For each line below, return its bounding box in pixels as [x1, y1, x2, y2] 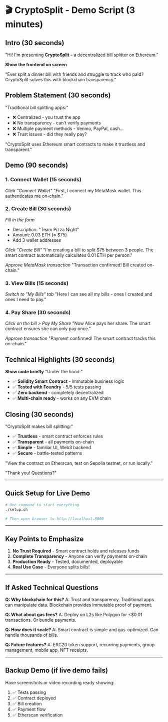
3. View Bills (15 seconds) [5, 279, 68, 286]
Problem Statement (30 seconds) [5, 91, 111, 100]
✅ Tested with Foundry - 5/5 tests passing [12, 384, 101, 390]
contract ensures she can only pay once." [5, 326, 91, 332]
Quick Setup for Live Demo [5, 489, 90, 498]
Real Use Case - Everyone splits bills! [12, 564, 90, 570]
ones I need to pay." [5, 297, 46, 303]
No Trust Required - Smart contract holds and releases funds [12, 548, 140, 554]
